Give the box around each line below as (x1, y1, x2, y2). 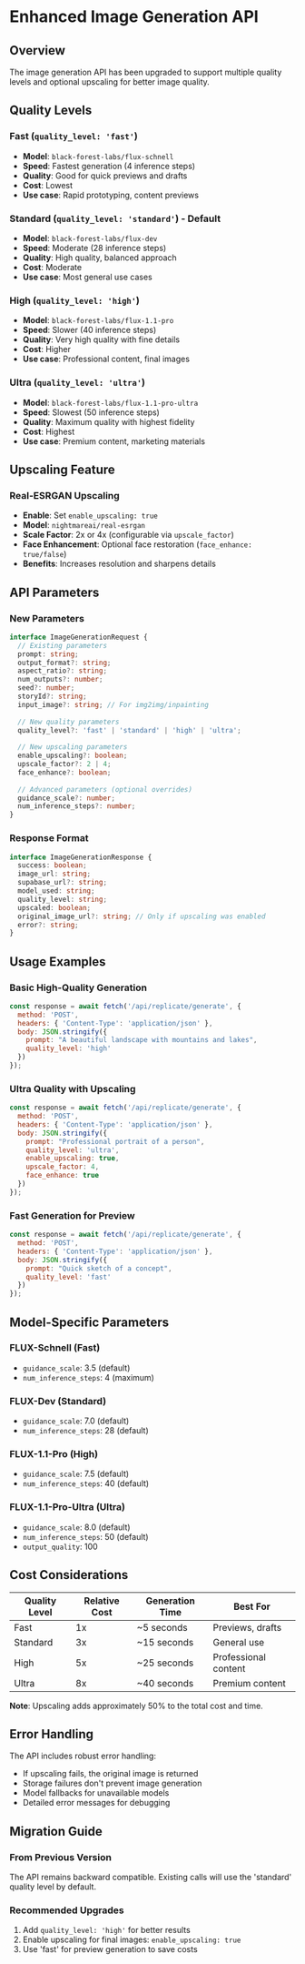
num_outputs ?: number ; (17, 675, 103, 684)
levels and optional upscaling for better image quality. (9, 76, 211, 87)
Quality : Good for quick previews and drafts (22, 170, 188, 181)
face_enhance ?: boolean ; (17, 767, 112, 777)
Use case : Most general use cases (22, 271, 152, 282)
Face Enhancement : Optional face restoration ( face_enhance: (22, 539, 252, 550)
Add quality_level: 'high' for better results (22, 1925, 191, 1936)
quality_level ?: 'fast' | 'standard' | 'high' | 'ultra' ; (17, 725, 242, 734)
